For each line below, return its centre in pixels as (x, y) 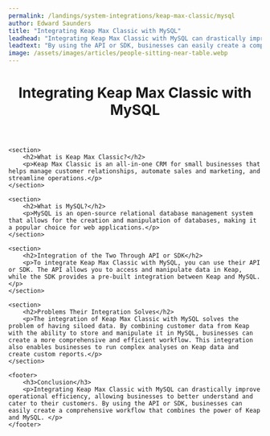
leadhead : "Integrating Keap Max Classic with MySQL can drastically (127, 38)
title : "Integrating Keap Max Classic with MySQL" (95, 31)
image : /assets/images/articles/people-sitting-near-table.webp (118, 53)
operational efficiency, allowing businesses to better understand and (131, 397)
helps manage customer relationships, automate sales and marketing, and (135, 171)
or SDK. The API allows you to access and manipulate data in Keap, (125, 270)
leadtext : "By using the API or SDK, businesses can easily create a (127, 46)
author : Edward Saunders (50, 23)
